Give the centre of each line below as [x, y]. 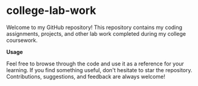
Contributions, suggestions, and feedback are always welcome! [86, 76]
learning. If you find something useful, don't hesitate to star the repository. [99, 70]
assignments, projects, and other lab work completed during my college [96, 33]
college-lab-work [51, 11]
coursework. [22, 40]
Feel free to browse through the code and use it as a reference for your [95, 64]
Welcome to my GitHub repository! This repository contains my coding [94, 27]
